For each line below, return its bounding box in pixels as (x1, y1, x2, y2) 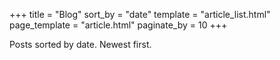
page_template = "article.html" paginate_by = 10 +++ (9, 19, 228, 31)
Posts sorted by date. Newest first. (9, 39, 152, 50)
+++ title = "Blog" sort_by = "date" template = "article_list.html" (9, 9, 271, 20)
